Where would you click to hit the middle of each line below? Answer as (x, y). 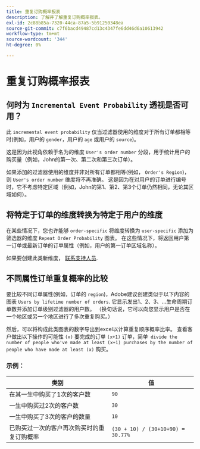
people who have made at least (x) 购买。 (59, 349)
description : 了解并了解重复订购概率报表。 (54, 17)
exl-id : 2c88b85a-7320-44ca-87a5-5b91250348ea (65, 23)
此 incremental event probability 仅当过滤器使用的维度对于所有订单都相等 (99, 132)
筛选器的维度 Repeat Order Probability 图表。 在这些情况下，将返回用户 (95, 238)
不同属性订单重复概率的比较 (57, 278)
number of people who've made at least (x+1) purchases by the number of (100, 342)
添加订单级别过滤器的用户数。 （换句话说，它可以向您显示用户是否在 (106, 309)
